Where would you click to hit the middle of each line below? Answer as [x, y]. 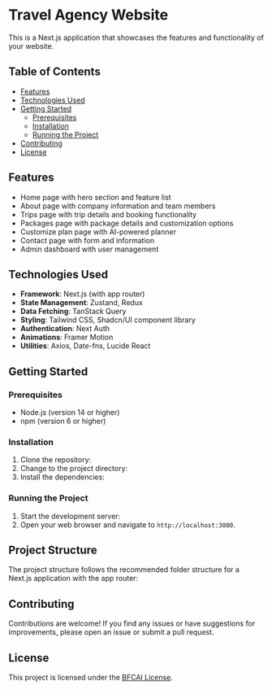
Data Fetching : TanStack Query [73, 312]
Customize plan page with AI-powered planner [98, 231]
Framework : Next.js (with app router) [82, 294]
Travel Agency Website [89, 15]
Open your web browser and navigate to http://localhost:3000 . [127, 524]
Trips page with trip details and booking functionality [108, 214]
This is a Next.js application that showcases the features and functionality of [136, 37]
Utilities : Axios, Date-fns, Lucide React [85, 346]
